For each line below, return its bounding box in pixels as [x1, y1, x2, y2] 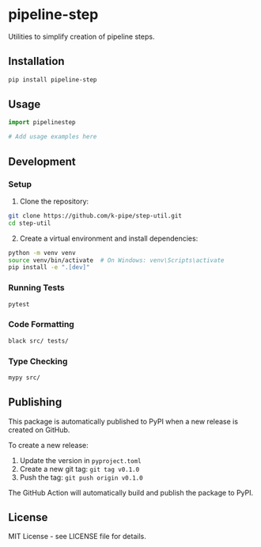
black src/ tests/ [8, 336, 69, 345]
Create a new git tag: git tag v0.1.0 [19, 464, 140, 473]
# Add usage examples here [8, 133, 97, 141]
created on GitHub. [8, 425, 70, 435]
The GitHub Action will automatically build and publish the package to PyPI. [8, 488, 254, 497]
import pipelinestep [8, 119, 77, 127]
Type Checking [8, 355, 68, 367]
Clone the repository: [19, 196, 89, 206]
